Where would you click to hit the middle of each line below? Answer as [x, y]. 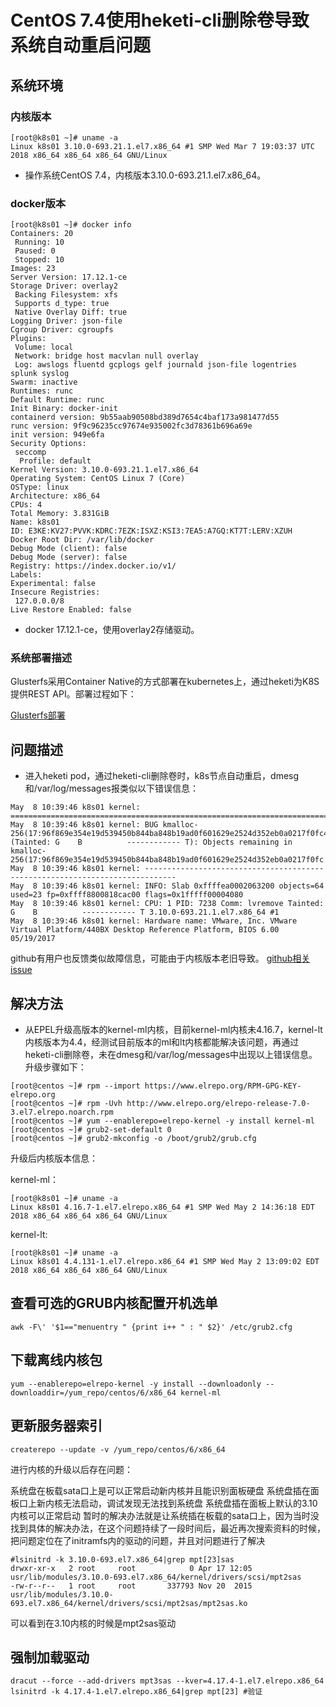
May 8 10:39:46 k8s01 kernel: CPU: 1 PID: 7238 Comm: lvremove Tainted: [167, 904]
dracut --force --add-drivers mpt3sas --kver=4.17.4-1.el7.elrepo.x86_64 [167, 1681]
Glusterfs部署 [38, 715]
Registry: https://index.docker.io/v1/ [93, 566]
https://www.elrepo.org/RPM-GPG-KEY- [223, 1086]
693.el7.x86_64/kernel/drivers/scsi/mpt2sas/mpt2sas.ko [129, 1603]
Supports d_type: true [62, 304]
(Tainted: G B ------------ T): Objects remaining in [151, 842]
